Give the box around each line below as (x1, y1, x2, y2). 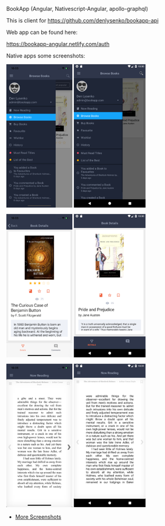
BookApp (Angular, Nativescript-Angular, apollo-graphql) (6, 5, 149, 12)
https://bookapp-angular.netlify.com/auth (6, 41, 110, 47)
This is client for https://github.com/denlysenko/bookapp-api (6, 17, 159, 24)
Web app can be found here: (6, 29, 78, 36)
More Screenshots (15, 513, 62, 521)
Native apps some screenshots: (6, 52, 86, 59)
